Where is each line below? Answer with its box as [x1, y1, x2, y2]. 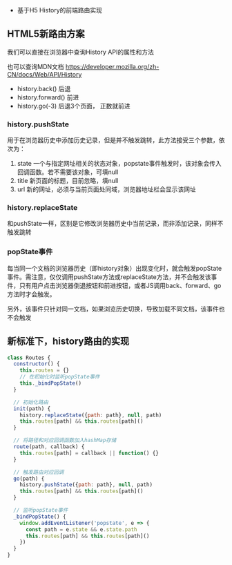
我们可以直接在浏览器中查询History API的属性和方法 [7, 48, 154, 56]
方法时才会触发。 [7, 289, 56, 298]
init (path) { [13, 405, 51, 412]
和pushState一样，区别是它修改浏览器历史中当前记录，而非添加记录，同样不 [7, 220, 224, 228]
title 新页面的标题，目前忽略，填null [17, 177, 119, 185]
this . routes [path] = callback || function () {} [19, 450, 159, 457]
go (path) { [13, 475, 45, 482]
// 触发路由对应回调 [13, 468, 64, 475]
